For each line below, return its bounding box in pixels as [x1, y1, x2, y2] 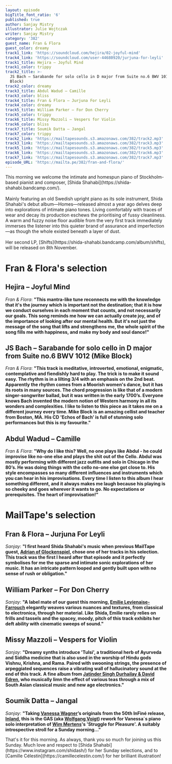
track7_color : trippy [5, 131, 52, 136]
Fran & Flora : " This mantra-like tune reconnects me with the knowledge [5, 296, 161, 302]
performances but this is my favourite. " [5, 420, 91, 426]
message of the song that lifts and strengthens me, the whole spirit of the [5, 323, 165, 330]
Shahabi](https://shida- [82, 179, 132, 185]
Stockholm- [139, 173, 164, 180]
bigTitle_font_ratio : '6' [5, 12, 60, 17]
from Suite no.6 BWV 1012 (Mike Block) [5, 352, 133, 361]
